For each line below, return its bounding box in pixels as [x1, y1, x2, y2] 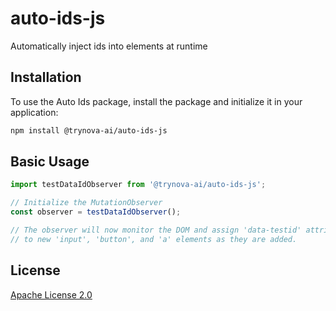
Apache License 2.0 [10, 288, 93, 301]
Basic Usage [10, 153, 90, 171]
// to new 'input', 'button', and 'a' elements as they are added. [10, 234, 298, 244]
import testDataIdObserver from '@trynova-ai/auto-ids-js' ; [10, 180, 267, 190]
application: [10, 106, 59, 118]
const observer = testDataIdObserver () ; [10, 207, 182, 217]
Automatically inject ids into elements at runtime [10, 40, 208, 52]
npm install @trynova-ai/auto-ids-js [10, 125, 168, 136]
